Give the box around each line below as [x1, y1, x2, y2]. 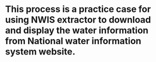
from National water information [5, 35, 141, 47]
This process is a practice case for [5, 3, 151, 15]
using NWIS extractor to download [5, 14, 151, 25]
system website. [5, 46, 76, 57]
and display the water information [5, 25, 148, 36]
